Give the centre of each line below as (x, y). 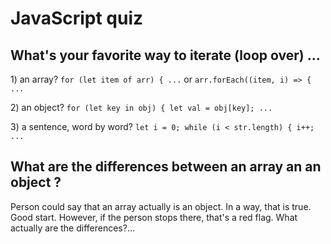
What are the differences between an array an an (166, 167)
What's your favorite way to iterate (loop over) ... (165, 55)
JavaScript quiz (77, 18)
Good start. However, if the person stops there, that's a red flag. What (154, 217)
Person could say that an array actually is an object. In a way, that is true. (161, 206)
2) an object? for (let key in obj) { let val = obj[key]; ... (141, 107)
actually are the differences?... (73, 228)
